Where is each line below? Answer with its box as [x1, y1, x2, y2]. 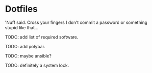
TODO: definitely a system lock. [5, 62, 69, 68]
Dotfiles [5, 3, 38, 15]
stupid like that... [5, 24, 39, 30]
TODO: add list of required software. [5, 34, 78, 40]
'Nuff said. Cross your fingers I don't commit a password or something [5, 19, 148, 25]
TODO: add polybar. [5, 43, 46, 49]
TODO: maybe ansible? [5, 53, 51, 59]
